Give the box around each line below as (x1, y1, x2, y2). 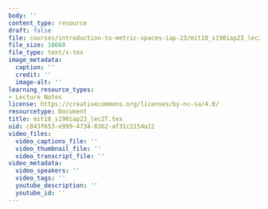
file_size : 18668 (8, 41, 66, 49)
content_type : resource (8, 19, 88, 27)
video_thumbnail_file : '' (15, 145, 102, 153)
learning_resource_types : (8, 85, 94, 94)
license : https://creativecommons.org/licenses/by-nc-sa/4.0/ (8, 100, 219, 108)
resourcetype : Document (8, 108, 88, 116)
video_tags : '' (15, 174, 66, 183)
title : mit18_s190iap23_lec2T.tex (8, 115, 124, 123)
